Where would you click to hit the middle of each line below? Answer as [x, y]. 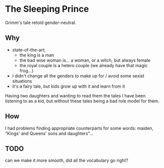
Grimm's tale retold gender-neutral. [41, 23]
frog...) [26, 71]
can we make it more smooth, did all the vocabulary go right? [67, 161]
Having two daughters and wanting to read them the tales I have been [75, 96]
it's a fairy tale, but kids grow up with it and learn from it [69, 86]
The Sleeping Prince [47, 9]
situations [22, 81]
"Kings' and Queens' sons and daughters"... [49, 133]
